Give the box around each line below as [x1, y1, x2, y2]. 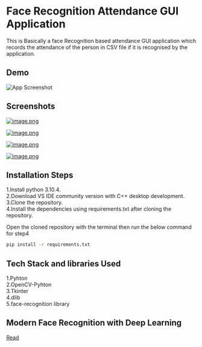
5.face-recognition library [6, 300, 70, 308]
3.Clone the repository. [6, 199, 63, 207]
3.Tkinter [6, 288, 29, 295]
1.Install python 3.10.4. [6, 186, 62, 193]
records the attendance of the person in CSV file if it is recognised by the [6, 44, 188, 51]
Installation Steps [6, 170, 74, 180]
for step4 [6, 230, 29, 237]
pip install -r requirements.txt [6, 242, 90, 248]
